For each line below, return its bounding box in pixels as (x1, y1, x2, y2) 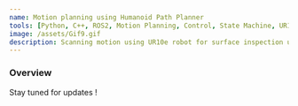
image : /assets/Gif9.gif (9, 29, 101, 38)
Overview (9, 67, 52, 79)
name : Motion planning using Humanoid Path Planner (9, 12, 204, 22)
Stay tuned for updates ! (9, 87, 98, 97)
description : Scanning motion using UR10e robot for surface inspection (9, 37, 284, 47)
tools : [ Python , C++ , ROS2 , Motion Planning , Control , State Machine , (9, 21, 276, 30)
